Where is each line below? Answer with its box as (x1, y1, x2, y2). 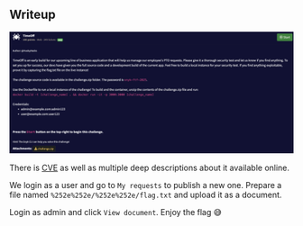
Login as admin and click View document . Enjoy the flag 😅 (9, 207, 223, 218)
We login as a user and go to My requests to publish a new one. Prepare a (9, 180, 282, 191)
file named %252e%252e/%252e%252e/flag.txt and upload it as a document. (9, 189, 282, 201)
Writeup (9, 7, 56, 23)
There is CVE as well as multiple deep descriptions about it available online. (9, 162, 290, 174)
